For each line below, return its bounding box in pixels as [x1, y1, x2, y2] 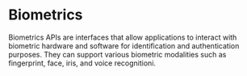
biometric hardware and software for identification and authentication [8, 40, 240, 50]
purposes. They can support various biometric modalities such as [8, 49, 227, 59]
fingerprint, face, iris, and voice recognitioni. [8, 58, 156, 68]
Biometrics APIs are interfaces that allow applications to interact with [8, 32, 237, 42]
